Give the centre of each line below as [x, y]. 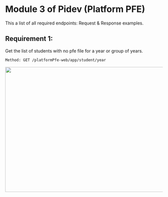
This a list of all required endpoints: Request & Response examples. [74, 23]
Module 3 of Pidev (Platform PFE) [75, 9]
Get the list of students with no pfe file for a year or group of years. [74, 50]
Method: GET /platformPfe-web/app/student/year [56, 60]
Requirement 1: [29, 39]
